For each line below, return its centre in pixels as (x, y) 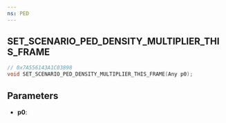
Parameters (33, 96)
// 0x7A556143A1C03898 (40, 68)
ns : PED (18, 13)
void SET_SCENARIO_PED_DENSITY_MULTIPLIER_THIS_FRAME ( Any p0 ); (100, 74)
